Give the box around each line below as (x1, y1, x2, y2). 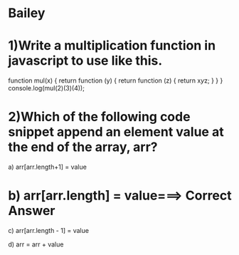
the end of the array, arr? (8, 139, 158, 155)
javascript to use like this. (8, 53, 163, 69)
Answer (8, 203, 55, 219)
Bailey (8, 5, 46, 21)
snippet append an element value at (8, 124, 224, 140)
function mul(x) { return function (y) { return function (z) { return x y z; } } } (8, 76, 223, 85)
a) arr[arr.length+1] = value (8, 162, 87, 172)
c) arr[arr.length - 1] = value (8, 227, 90, 234)
